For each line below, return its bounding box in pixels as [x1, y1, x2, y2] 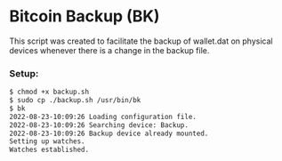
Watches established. [9, 145, 90, 155]
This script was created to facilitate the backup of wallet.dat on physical [9, 36, 273, 46]
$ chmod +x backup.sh [9, 87, 90, 97]
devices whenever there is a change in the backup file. [9, 44, 210, 55]
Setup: [9, 67, 39, 79]
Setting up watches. [9, 137, 86, 146]
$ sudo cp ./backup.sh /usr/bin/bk [9, 96, 141, 105]
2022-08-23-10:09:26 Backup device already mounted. [9, 129, 209, 138]
